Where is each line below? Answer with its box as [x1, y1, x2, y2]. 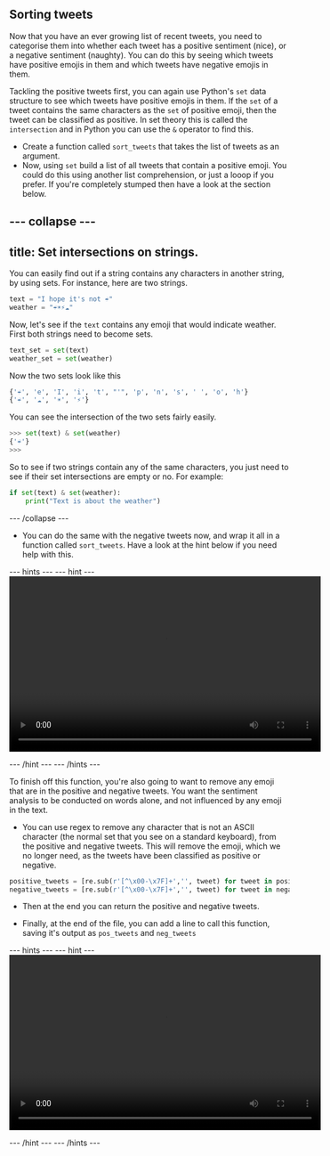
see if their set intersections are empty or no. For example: [9, 471, 224, 482]
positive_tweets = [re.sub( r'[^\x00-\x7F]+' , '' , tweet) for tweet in [9, 876, 273, 885]
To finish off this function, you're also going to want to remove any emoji [9, 776, 275, 786]
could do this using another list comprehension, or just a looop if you [21, 169, 274, 180]
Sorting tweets [9, 7, 93, 22]
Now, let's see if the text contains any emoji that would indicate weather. [9, 319, 277, 330]
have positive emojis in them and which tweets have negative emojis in [9, 59, 269, 69]
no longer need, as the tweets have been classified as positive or [21, 850, 261, 860]
